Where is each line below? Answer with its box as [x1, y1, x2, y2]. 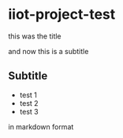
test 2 [19, 98, 39, 107]
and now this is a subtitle [8, 46, 89, 56]
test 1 [19, 90, 38, 100]
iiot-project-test [8, 5, 116, 24]
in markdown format [8, 122, 74, 131]
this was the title [8, 31, 61, 41]
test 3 [19, 107, 39, 116]
